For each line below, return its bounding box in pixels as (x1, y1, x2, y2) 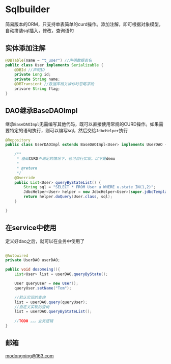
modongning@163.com (5, 352, 54, 358)
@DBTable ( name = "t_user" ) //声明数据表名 (5, 58, 92, 63)
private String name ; (14, 77, 60, 82)
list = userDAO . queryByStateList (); (14, 309, 93, 314)
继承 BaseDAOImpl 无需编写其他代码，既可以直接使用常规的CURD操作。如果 (5, 121, 159, 127)
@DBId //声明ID (14, 67, 45, 72)
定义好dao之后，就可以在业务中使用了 (5, 238, 85, 244)
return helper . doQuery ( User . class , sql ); (23, 194, 113, 200)
